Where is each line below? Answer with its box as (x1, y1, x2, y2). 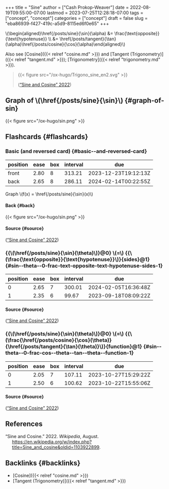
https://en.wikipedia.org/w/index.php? (12, 439, 92, 445)
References (5, 420, 43, 428)
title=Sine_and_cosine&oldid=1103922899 (12, 444, 100, 450)
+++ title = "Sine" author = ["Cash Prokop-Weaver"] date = (5, 5, 129, 10)
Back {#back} (5, 203, 35, 209)
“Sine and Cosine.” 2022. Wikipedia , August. (5, 433, 99, 439)
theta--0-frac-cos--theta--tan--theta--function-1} (5, 350, 134, 357)
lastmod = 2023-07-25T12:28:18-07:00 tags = (46, 10, 144, 16)
